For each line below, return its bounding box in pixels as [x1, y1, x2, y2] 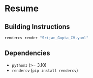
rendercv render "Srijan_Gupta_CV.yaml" [4, 35, 89, 40]
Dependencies [4, 49, 50, 57]
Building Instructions [4, 23, 70, 31]
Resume [4, 3, 39, 14]
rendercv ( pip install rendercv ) [11, 67, 78, 73]
